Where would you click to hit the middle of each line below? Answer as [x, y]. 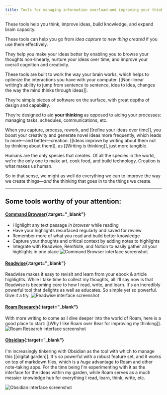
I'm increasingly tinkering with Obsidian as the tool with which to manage [80, 351]
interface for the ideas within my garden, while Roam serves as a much [78, 372]
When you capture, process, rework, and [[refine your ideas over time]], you [83, 130]
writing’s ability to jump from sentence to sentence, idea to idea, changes [80, 85]
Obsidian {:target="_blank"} [35, 340]
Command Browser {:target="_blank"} [45, 214]
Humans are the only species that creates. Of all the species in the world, [80, 155]
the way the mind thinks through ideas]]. [46, 90]
